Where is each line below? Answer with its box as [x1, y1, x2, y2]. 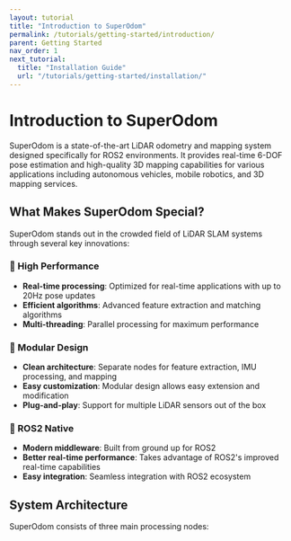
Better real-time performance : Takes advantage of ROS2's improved [22, 452, 279, 463]
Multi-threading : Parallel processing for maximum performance [22, 318, 260, 329]
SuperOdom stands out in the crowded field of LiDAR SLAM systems [9, 228, 263, 239]
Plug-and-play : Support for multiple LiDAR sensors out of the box [22, 400, 267, 411]
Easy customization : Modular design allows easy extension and [22, 381, 260, 392]
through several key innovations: [9, 237, 130, 248]
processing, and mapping [22, 371, 118, 382]
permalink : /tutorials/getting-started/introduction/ [9, 30, 216, 39]
